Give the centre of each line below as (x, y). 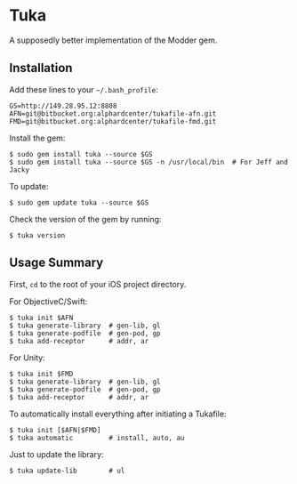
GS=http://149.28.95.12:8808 (63, 106)
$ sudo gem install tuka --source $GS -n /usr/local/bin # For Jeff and (149, 162)
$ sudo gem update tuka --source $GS (79, 202)
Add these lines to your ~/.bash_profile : (84, 89)
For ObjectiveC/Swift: (48, 301)
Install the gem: (37, 138)
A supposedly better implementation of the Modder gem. (113, 40)
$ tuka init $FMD (41, 374)
